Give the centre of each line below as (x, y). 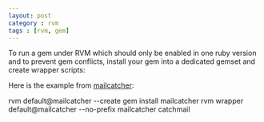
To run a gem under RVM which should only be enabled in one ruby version (132, 53)
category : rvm (34, 23)
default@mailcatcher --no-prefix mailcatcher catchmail (99, 109)
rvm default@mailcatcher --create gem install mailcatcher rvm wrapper (126, 101)
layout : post (30, 16)
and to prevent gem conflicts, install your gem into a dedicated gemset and (132, 61)
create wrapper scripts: (47, 70)
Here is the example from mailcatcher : (71, 85)
